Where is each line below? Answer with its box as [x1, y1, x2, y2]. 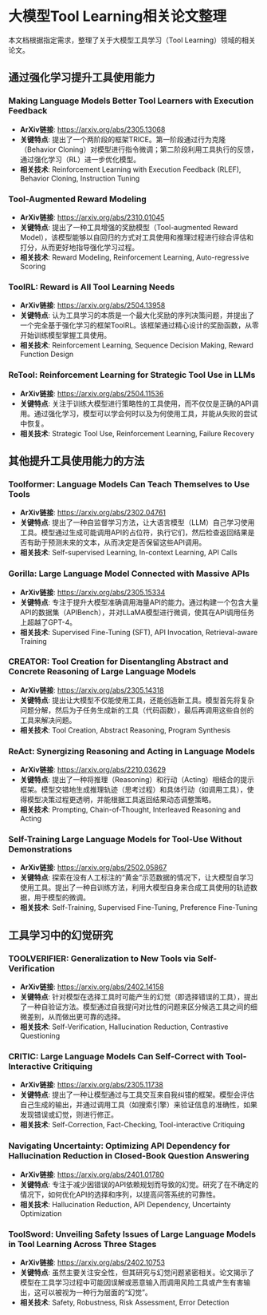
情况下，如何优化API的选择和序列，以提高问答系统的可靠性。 [19, 1190, 221, 1199]
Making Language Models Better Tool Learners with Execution [8, 95, 254, 106]
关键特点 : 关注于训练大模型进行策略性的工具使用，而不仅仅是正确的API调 [19, 399, 259, 408]
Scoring [19, 261, 46, 271]
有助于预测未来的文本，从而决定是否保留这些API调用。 [26, 538, 206, 547]
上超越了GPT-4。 [19, 617, 77, 627]
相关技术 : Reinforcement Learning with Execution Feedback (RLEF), [19, 165, 241, 174]
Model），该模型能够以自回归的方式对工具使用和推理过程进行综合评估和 [19, 232, 253, 242]
